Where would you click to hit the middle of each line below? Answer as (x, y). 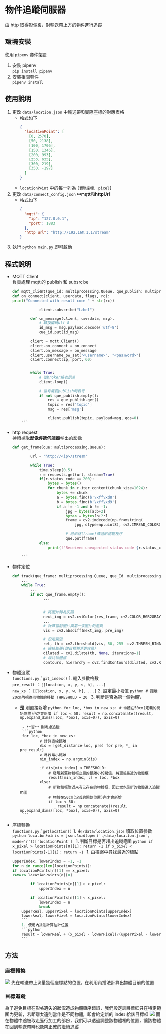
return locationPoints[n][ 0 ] (42, 875)
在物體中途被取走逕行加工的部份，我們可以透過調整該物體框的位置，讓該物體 (83, 1021)
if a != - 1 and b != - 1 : (82, 507)
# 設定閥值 (53, 639)
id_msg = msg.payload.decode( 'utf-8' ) (79, 328)
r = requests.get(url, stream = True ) (77, 475)
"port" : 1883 (42, 223)
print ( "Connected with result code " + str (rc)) (63, 301)
